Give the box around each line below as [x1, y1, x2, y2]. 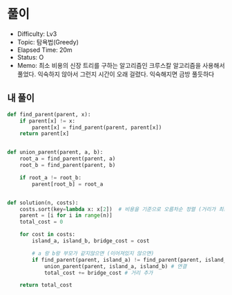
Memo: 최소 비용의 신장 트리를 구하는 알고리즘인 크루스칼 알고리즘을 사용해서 [17, 61, 226, 69]
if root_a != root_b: [19, 174, 81, 181]
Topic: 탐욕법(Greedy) [17, 37, 79, 46]
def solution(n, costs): [7, 199, 79, 206]
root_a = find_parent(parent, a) [19, 155, 116, 163]
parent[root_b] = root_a [32, 181, 104, 188]
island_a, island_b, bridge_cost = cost [32, 238, 150, 244]
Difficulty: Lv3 [17, 29, 57, 38]
